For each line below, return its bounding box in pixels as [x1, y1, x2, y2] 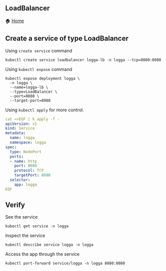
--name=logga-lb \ [10, 85, 49, 90]
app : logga [14, 182, 37, 187]
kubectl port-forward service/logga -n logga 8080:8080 [5, 261, 125, 266]
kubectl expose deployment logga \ [5, 76, 80, 81]
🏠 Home [5, 18, 24, 24]
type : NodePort [10, 149, 42, 154]
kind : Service [5, 126, 35, 131]
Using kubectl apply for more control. [5, 107, 84, 113]
